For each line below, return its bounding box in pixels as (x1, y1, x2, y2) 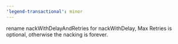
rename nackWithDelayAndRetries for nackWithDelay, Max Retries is (6, 25, 172, 32)
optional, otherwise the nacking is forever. (6, 31, 108, 38)
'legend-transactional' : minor (6, 8, 83, 15)
